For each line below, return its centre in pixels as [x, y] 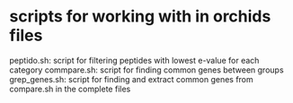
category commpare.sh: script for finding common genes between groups [147, 70]
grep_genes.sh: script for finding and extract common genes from [131, 79]
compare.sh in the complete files [70, 89]
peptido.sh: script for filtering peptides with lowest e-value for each [134, 60]
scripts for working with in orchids [140, 17]
